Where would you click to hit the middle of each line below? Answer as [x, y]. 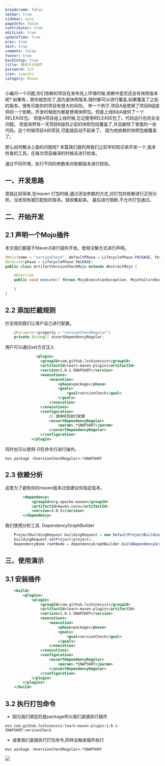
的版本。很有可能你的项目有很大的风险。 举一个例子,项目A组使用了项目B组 [80, 105]
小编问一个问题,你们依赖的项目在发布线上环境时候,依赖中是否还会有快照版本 [82, 93]
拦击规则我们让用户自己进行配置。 [40, 323]
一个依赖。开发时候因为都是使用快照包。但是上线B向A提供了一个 [79, 112]
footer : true [18, 56]
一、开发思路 [25, 181]
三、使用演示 [25, 561]
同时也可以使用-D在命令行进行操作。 [42, 449]
